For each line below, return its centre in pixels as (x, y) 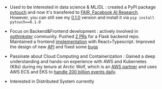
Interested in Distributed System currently (52, 81)
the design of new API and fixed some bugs (54, 47)
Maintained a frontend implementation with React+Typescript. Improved (82, 42)
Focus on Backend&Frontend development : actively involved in (74, 31)
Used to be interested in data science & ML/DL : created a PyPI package (83, 7)
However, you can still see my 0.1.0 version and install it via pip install (82, 17)
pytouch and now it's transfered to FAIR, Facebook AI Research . (74, 12)
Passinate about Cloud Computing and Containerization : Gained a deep (82, 56)
